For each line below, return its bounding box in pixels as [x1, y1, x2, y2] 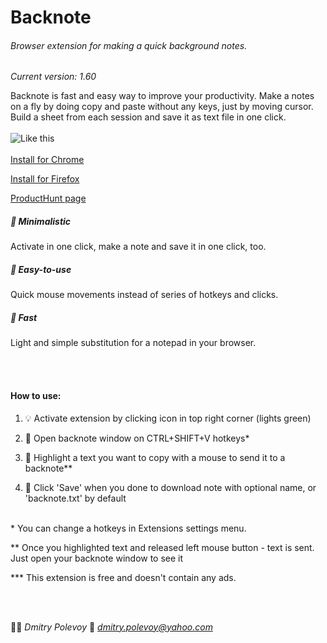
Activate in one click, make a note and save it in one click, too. [10, 241, 267, 253]
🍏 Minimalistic [10, 215, 72, 227]
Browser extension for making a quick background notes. [10, 39, 248, 51]
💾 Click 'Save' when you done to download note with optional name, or [24, 481, 317, 493]
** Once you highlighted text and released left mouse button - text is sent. [10, 541, 315, 553]
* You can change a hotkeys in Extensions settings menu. [10, 522, 247, 534]
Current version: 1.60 [10, 71, 97, 83]
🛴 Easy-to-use [10, 263, 72, 275]
